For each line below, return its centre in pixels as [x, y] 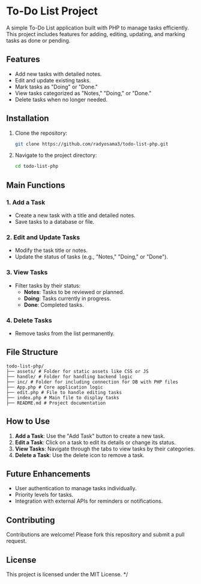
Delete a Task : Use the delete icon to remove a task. [80, 455]
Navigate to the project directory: [56, 155]
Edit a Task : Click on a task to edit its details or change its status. [95, 442]
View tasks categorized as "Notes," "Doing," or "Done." [83, 93]
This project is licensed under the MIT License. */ [67, 574]
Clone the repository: [41, 133]
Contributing [31, 520]
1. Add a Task [26, 202]
